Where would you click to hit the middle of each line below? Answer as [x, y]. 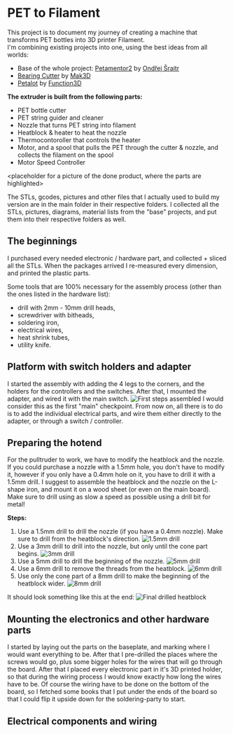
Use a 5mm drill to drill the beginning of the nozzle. [91, 561]
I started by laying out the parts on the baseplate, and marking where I [108, 647]
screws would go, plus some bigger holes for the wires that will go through [115, 662]
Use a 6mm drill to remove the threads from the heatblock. [102, 569]
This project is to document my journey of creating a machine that [103, 32]
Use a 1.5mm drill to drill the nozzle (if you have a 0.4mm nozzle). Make [120, 532]
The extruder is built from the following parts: [75, 97]
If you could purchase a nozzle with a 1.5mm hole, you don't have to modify [116, 467]
